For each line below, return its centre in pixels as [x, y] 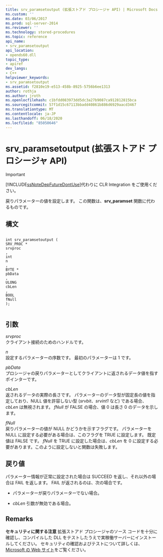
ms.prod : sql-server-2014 [32, 23]
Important [15, 175]
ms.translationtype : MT [30, 109]
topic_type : [18, 60]
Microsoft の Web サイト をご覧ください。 [47, 550]
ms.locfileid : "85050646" [32, 123]
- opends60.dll [21, 55]
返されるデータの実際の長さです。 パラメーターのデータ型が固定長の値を [78, 395]
